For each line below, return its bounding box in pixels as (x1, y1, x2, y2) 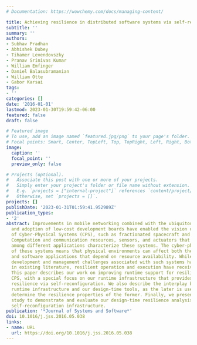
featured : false (6, 112, 46, 118)
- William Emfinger (6, 63, 54, 69)
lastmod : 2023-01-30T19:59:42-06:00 (6, 106, 96, 112)
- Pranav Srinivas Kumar (6, 57, 67, 63)
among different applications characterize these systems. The (11, 242, 169, 249)
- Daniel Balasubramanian (6, 68, 69, 74)
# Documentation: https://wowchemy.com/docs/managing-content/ (6, 8, 164, 15)
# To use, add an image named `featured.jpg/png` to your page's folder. (6, 133, 191, 140)
